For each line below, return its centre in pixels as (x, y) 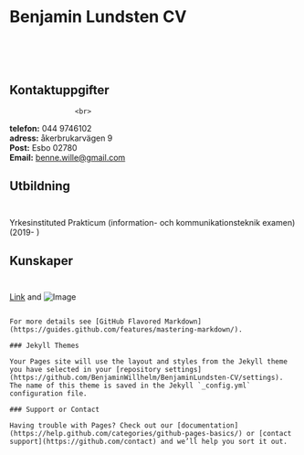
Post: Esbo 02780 (43, 147)
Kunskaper (41, 261)
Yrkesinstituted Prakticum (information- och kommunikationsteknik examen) (152, 222)
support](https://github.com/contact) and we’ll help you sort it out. (148, 442)
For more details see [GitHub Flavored (85, 322)
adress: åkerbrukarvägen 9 (61, 138)
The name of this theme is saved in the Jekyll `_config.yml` (130, 386)
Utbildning (40, 186)
